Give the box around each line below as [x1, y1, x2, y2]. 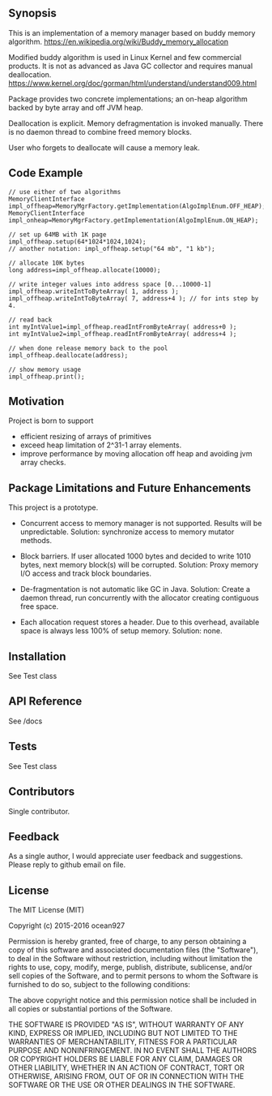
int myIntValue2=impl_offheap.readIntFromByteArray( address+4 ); [8, 330, 237, 338]
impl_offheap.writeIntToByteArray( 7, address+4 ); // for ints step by [8, 294, 259, 303]
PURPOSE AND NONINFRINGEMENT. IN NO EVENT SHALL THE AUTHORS [8, 1046, 257, 1055]
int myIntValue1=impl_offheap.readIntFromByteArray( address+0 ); [8, 322, 237, 331]
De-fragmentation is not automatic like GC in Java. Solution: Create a [19, 585, 251, 594]
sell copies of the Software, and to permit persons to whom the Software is [8, 971, 259, 981]
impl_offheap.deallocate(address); [8, 351, 129, 360]
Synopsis [8, 6, 57, 20]
